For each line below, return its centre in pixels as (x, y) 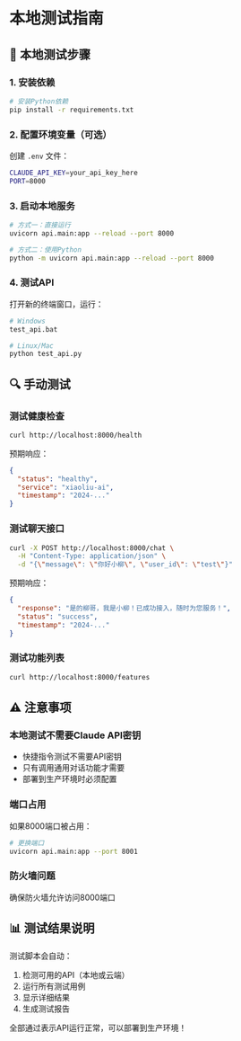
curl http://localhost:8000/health (76, 435)
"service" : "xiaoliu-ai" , (66, 487)
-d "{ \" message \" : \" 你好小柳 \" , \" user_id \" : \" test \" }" (125, 565)
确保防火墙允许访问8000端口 (63, 897)
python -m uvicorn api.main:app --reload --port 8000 (112, 258)
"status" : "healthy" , (58, 479)
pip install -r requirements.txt (72, 110)
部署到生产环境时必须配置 (69, 779)
